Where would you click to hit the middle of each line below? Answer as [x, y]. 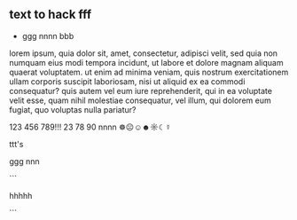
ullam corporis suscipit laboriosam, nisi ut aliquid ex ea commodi [127, 81]
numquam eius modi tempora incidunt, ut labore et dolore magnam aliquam [146, 62]
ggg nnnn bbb [48, 35]
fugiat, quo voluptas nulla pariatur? [73, 109]
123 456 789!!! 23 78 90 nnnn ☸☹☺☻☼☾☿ [90, 127]
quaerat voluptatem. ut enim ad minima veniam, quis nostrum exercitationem [149, 72]
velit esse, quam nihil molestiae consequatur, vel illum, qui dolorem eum [141, 100]
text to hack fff [51, 15]
